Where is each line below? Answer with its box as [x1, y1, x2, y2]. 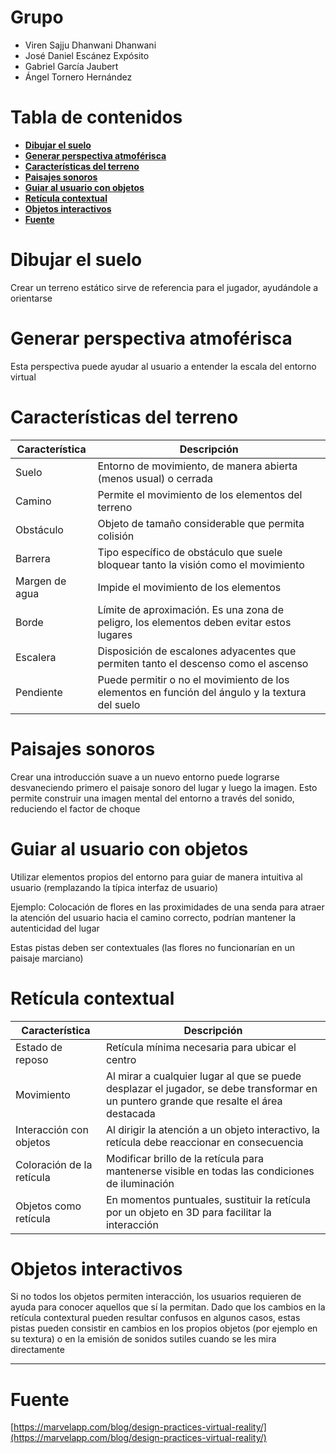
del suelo [97, 697, 141, 711]
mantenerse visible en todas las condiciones [105, 1164, 315, 1178]
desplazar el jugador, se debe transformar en [105, 1081, 318, 1095]
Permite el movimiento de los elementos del [97, 487, 303, 501]
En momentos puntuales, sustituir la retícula [105, 1192, 311, 1206]
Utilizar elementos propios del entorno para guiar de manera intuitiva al [10, 871, 303, 883]
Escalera [15, 650, 57, 664]
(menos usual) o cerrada [97, 471, 213, 485]
